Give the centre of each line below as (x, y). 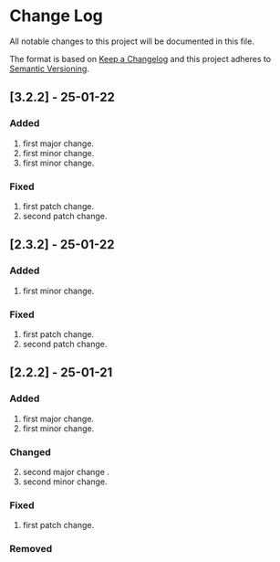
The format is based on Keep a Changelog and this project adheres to (140, 58)
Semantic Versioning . (49, 69)
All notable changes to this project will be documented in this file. (132, 41)
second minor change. (65, 482)
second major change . (66, 472)
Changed (31, 451)
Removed (31, 549)
